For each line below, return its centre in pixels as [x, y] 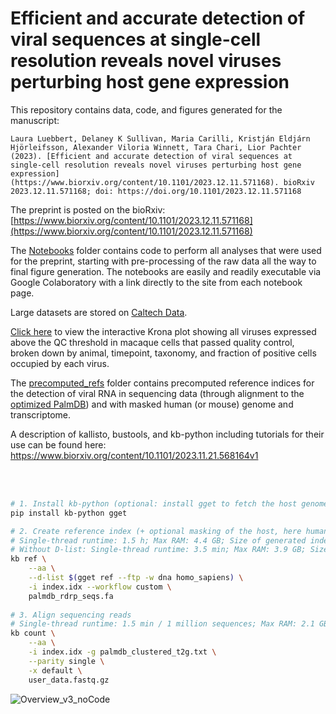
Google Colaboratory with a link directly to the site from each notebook [156, 282]
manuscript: [35, 120]
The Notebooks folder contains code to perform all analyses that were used [166, 250]
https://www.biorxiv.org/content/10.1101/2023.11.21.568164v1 [134, 455]
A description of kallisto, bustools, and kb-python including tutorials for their [167, 434]
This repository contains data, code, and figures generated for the [146, 109]
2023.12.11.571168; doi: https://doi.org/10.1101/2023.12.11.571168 [156, 191]
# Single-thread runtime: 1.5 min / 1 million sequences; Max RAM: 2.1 [162, 624]
